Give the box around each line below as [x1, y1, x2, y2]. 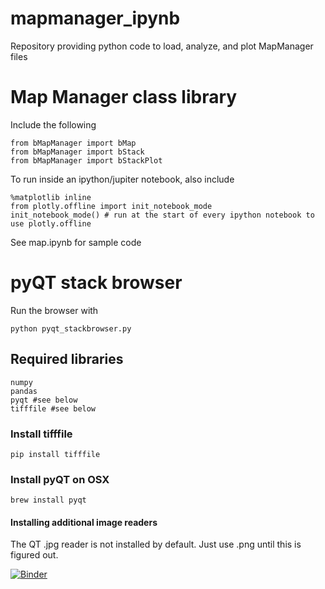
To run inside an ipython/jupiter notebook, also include [10, 173, 235, 185]
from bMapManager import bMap [10, 138, 137, 148]
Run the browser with [10, 304, 99, 316]
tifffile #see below [10, 403, 97, 414]
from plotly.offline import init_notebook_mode [10, 201, 213, 211]
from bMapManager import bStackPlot [10, 155, 163, 166]
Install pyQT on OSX [10, 472, 110, 486]
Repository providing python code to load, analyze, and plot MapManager [10, 40, 314, 52]
